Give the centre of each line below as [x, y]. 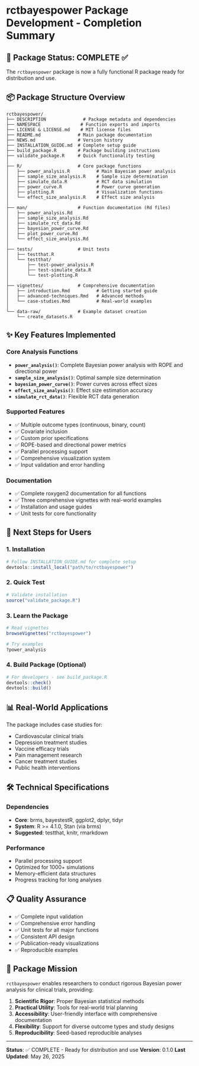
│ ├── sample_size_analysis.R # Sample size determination [87, 176]
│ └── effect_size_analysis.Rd [47, 239]
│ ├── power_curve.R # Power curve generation [83, 187]
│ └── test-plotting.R [42, 275]
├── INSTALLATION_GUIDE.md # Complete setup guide [71, 145]
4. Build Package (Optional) [46, 665]
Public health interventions [47, 768]
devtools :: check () [29, 683]
